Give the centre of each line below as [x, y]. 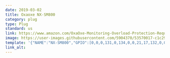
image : [12, 38]
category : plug [21, 19]
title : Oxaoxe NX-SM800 [30, 15]
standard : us [19, 29]
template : [16, 43]
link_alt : [16, 47]
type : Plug [17, 24]
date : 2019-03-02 [24, 10]
